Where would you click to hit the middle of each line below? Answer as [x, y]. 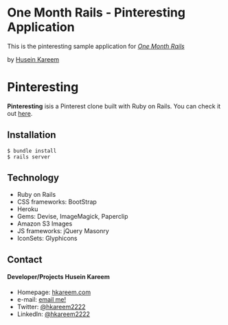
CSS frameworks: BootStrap [57, 202]
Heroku [27, 209]
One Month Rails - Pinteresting [96, 13]
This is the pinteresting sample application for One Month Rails [96, 46]
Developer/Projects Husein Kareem [58, 277]
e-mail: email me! [42, 300]
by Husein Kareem [33, 59]
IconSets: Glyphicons [47, 238]
